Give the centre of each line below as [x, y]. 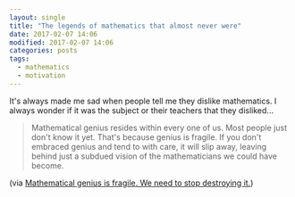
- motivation [42, 76]
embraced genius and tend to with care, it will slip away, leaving [149, 146]
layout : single [38, 17]
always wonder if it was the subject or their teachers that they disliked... [142, 110]
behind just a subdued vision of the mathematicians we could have [154, 156]
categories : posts [43, 51]
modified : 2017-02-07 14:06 [62, 42]
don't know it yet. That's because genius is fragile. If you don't [146, 137]
